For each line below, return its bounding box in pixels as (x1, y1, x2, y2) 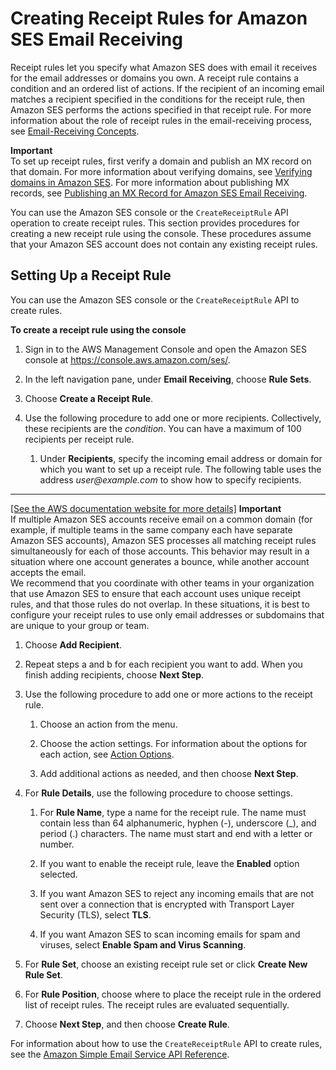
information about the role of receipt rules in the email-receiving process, (10, 114, 313, 126)
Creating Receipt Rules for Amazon (10, 7, 308, 30)
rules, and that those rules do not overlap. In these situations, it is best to (10, 598, 310, 610)
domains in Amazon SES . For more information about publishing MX (10, 176, 290, 188)
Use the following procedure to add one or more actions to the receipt (24, 688, 313, 700)
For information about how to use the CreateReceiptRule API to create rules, (10, 1037, 323, 1049)
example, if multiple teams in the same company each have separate (10, 523, 293, 536)
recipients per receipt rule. (24, 433, 135, 445)
